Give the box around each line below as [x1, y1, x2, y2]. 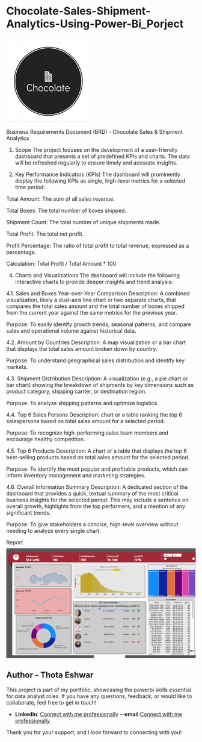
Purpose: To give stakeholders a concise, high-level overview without [6, 520, 179, 528]
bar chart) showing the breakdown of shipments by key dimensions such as [6, 381, 194, 388]
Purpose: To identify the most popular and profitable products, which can [6, 465, 188, 473]
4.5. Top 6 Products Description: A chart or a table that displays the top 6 [6, 447, 188, 454]
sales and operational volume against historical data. [6, 327, 136, 334]
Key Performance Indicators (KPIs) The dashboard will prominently [14, 171, 180, 178]
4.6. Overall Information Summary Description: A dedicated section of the [6, 483, 188, 491]
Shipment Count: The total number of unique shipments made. [6, 218, 161, 225]
